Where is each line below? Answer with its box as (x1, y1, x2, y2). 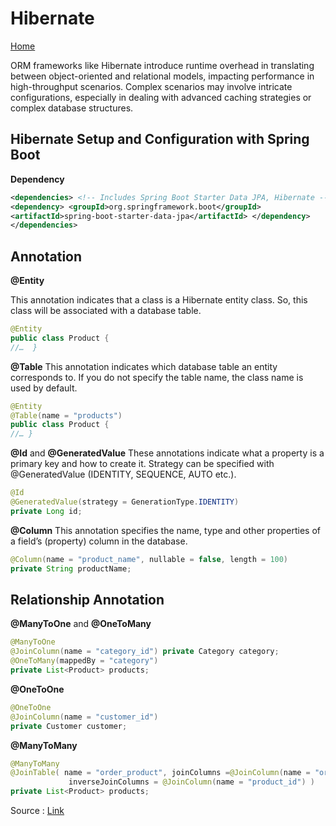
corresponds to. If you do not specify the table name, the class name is (10, 371, 304, 383)
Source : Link (10, 805, 65, 816)
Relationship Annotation (10, 591, 165, 608)
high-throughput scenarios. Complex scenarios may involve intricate (10, 80, 293, 92)
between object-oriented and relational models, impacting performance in (10, 70, 315, 82)
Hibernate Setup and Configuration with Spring (10, 131, 310, 148)
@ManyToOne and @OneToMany (10, 618, 152, 630)
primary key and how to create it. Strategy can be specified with (10, 458, 275, 470)
